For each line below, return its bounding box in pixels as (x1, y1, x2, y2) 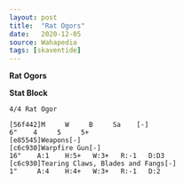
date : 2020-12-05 (9, 29, 82, 38)
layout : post (9, 12, 58, 22)
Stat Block (9, 88, 48, 99)
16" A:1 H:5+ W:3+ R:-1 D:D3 (9, 152, 165, 161)
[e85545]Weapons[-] (9, 136, 82, 145)
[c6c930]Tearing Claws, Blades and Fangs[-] (9, 159, 177, 169)
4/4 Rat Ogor (9, 105, 58, 114)
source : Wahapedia (9, 37, 77, 47)
